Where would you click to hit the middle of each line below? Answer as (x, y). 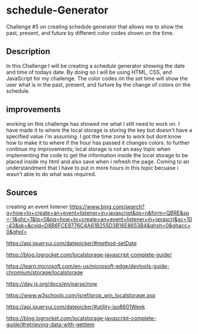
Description (28, 52)
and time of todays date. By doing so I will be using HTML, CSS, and (89, 72)
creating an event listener (37, 207)
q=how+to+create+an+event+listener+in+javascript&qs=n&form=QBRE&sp (98, 213)
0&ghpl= (17, 232)
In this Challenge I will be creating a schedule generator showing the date (95, 66)
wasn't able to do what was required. (51, 174)
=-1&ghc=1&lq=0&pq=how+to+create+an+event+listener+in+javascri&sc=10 (99, 219)
